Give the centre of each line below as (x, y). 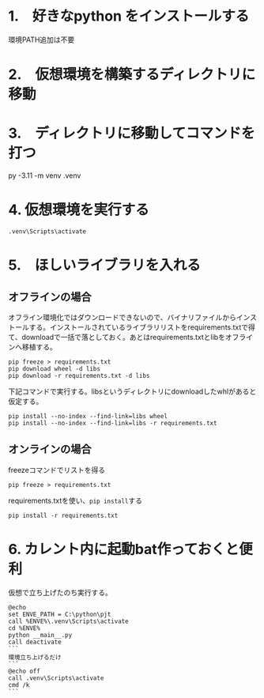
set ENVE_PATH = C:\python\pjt (60, 614)
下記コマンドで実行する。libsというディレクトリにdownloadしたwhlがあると (132, 391)
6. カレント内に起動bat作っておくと (124, 549)
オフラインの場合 (50, 297)
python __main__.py (40, 635)
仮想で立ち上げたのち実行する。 (60, 592)
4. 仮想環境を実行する (79, 210)
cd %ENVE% (25, 628)
